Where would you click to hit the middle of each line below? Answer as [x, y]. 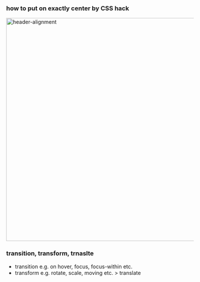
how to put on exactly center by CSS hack [68, 8]
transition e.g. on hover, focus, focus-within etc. [74, 267]
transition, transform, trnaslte [50, 253]
